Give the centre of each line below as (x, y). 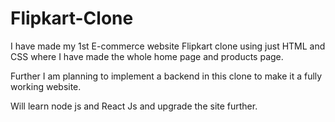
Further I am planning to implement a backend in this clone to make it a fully (166, 76)
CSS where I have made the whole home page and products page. (147, 56)
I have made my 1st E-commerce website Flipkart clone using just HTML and (168, 46)
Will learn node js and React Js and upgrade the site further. (134, 106)
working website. (46, 86)
